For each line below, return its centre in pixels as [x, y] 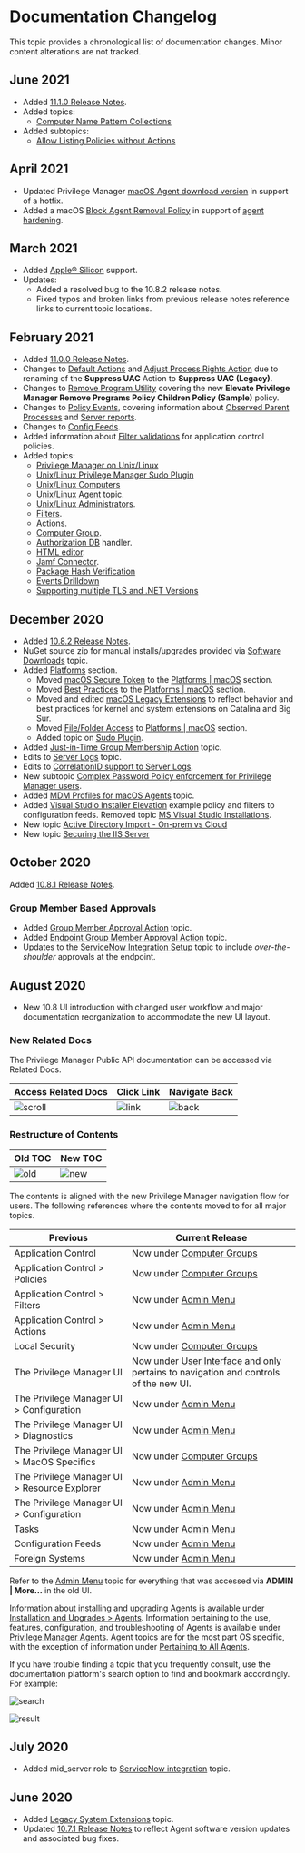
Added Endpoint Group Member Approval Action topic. [125, 938]
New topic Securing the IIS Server [86, 834]
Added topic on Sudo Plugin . [89, 738]
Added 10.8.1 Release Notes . [62, 884]
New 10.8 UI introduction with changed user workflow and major [143, 1007]
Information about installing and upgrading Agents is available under [137, 1608]
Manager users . [52, 786]
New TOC [81, 1158]
